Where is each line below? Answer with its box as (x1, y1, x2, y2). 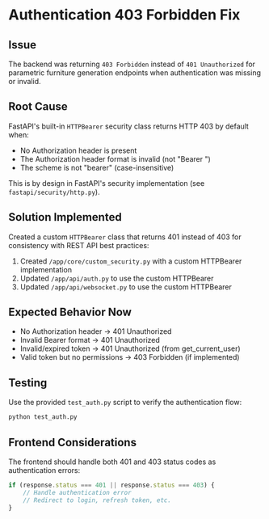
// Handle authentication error (23, 488, 132, 496)
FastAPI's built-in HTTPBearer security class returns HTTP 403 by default (8, 121, 249, 131)
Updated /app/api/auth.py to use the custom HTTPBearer (19, 273, 214, 283)
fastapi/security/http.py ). (8, 187, 100, 196)
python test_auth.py (8, 413, 78, 421)
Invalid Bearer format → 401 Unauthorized (19, 335, 160, 345)
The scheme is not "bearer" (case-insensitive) (19, 162, 174, 172)
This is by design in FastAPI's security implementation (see (8, 178, 205, 188)
